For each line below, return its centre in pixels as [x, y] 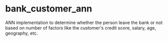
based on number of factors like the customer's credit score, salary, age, [81, 27]
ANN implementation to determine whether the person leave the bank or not [84, 22]
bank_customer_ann [49, 9]
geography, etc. [22, 33]
